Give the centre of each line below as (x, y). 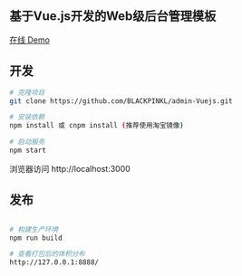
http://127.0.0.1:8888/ (54, 262)
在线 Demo (29, 40)
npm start (28, 150)
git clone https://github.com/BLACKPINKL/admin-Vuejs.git (121, 101)
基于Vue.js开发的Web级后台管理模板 (113, 16)
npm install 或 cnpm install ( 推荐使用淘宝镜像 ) (97, 126)
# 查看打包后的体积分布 (48, 254)
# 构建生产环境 (34, 229)
